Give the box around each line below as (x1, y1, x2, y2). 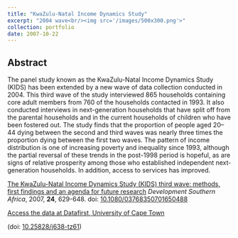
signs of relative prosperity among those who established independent (7, 158, 215, 167)
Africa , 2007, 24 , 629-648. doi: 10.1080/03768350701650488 (7, 195, 188, 203)
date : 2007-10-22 (7, 30, 59, 38)
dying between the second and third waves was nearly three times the (17, 129, 224, 137)
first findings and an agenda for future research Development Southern (7, 188, 215, 196)
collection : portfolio (7, 23, 75, 31)
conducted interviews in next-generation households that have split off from (7, 106, 231, 114)
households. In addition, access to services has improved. (40, 166, 211, 175)
